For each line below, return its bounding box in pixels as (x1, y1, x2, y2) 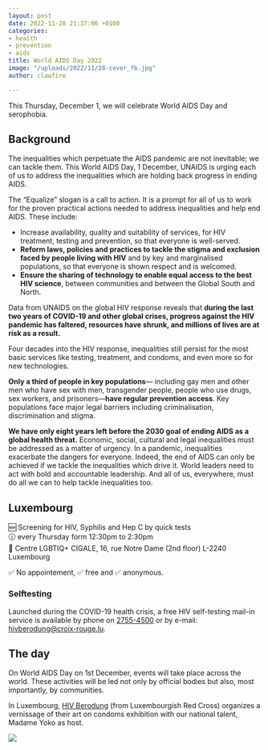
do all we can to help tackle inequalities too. (8, 477, 153, 487)
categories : (8, 27, 48, 35)
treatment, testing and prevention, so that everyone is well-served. (19, 236, 241, 246)
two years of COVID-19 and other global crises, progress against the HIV (8, 311, 255, 322)
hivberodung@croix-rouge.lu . (8, 624, 106, 633)
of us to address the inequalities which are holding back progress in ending (8, 170, 258, 181)
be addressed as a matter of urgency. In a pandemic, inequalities (8, 444, 223, 453)
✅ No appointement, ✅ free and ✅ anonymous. (8, 568, 164, 577)
